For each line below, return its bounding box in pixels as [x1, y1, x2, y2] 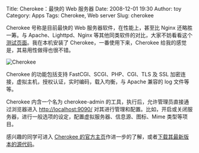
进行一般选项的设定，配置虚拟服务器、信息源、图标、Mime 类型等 [21, 113, 183, 120]
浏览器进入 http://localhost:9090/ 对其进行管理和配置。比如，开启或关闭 [11, 106, 188, 113]
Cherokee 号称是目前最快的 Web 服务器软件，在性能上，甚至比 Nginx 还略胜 [6, 24, 193, 31]
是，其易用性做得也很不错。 [6, 46, 74, 54]
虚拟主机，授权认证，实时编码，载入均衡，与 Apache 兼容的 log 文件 [16, 78, 184, 85]
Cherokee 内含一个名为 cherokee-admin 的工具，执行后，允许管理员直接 [6, 98, 184, 105]
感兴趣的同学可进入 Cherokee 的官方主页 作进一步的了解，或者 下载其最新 [6, 133, 184, 140]
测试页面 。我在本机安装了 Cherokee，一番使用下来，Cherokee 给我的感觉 [6, 39, 187, 46]
